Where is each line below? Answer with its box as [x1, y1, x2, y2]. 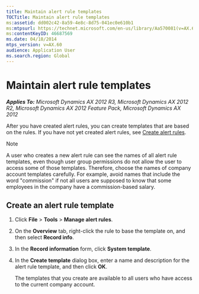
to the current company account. [14, 281, 95, 288]
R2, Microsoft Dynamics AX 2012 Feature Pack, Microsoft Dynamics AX [6, 105, 181, 112]
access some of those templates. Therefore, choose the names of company [6, 164, 191, 171]
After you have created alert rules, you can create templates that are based [6, 122, 190, 129]
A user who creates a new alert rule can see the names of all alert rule [6, 151, 177, 159]
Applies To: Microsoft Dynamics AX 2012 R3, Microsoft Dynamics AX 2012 [6, 98, 189, 105]
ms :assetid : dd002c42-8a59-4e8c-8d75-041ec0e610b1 [6, 20, 134, 26]
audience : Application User [6, 48, 76, 53]
